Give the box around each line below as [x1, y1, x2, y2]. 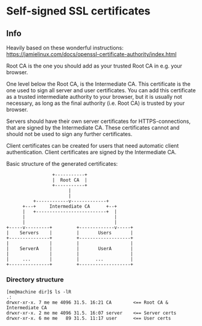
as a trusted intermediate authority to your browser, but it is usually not [6, 93, 183, 100]
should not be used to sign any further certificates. [6, 131, 133, 137]
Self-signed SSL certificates [6, 4, 151, 18]
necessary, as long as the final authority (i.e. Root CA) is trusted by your [6, 99, 185, 107]
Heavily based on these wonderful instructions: [6, 44, 124, 51]
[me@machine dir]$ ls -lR [6, 289, 71, 295]
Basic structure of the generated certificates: [6, 160, 118, 167]
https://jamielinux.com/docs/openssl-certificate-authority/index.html [6, 51, 177, 58]
